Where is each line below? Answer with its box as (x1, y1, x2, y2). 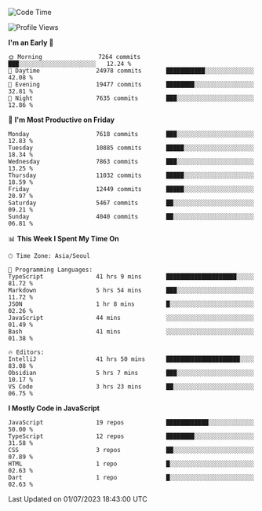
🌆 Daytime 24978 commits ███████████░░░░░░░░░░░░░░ (8, 67, 255, 75)
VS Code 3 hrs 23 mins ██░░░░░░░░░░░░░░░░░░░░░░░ (8, 383, 255, 391)
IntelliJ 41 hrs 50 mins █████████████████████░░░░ (8, 355, 255, 363)
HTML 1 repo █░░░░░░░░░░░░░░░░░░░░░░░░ (8, 460, 255, 468)
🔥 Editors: (8, 348, 45, 356)
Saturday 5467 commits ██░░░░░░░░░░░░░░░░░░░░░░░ (8, 199, 255, 207)
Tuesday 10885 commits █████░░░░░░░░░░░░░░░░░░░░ (8, 144, 255, 152)
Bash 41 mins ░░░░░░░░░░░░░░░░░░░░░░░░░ (8, 328, 255, 336)
